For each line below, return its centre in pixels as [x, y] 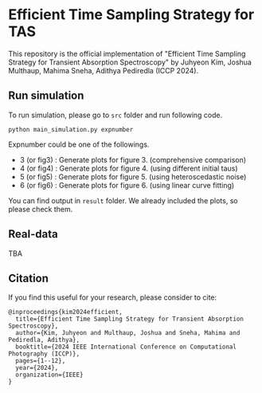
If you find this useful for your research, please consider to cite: [113, 297]
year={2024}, [37, 368]
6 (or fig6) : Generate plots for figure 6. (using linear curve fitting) [127, 185]
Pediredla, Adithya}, [44, 340]
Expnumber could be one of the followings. [79, 144]
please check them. [41, 209]
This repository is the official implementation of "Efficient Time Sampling [127, 53]
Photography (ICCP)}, [44, 354]
